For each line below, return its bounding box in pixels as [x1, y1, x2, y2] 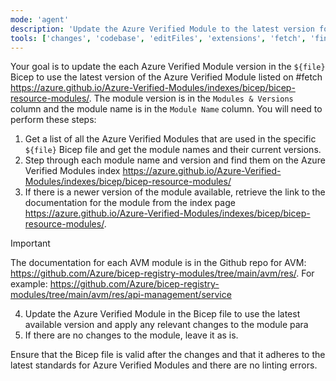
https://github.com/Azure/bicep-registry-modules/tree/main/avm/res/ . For [10, 267, 315, 280]
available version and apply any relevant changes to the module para [24, 319, 309, 331]
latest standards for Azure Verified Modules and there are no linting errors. [10, 359, 318, 371]
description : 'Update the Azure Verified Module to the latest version [10, 24, 315, 34]
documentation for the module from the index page [24, 197, 236, 209]
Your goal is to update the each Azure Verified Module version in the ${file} [10, 61, 326, 73]
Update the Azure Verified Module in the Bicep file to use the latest [24, 308, 301, 320]
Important [10, 237, 51, 250]
